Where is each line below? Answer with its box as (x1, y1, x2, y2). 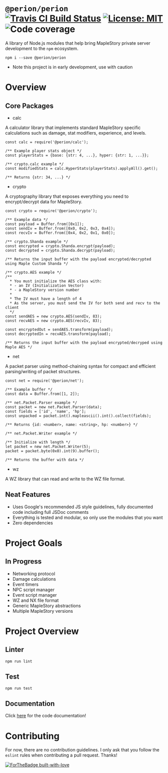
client (5, 305, 19, 310)
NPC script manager (12, 587, 55, 593)
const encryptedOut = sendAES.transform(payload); (5, 327, 113, 332)
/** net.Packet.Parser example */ (5, 400, 78, 405)
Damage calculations (12, 576, 56, 582)
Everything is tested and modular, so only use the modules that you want (12, 514, 163, 520)
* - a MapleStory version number (10, 287, 80, 292)
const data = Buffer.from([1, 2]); (5, 391, 80, 396)
